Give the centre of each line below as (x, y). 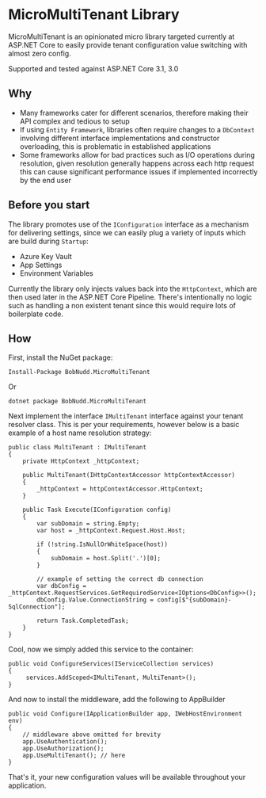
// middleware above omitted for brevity (91, 735)
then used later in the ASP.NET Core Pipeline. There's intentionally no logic (130, 297)
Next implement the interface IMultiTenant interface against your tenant (126, 416)
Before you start (49, 205)
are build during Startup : (48, 241)
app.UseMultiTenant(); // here (74, 756)
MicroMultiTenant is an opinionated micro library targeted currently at (122, 36)
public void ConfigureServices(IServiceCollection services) (111, 664)
